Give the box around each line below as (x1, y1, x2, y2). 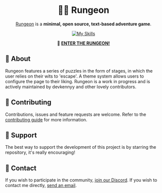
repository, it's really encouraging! (5, 149, 76, 156)
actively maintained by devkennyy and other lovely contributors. (5, 84, 137, 90)
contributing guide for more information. (5, 116, 87, 122)
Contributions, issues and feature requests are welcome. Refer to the (5, 111, 147, 117)
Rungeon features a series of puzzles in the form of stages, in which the (5, 68, 153, 74)
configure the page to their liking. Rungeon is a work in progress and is (5, 78, 151, 84)
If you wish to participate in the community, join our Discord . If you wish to (5, 177, 158, 183)
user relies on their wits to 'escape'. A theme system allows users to (5, 73, 144, 79)
